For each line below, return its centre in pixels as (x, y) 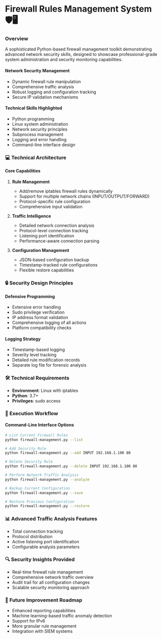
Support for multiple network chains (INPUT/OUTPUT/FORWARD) (84, 196)
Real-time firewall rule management (47, 572)
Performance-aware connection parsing (59, 241)
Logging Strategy (23, 339)
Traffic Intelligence (31, 216)
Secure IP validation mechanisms (45, 97)
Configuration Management (40, 251)
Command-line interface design (44, 145)
